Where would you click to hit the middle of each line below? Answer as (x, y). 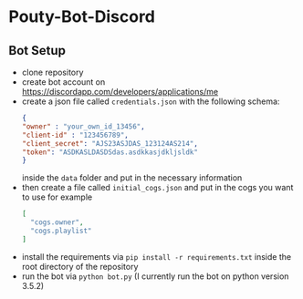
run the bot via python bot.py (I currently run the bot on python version (155, 276)
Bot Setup (37, 51)
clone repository (52, 72)
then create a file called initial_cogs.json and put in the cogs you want (157, 188)
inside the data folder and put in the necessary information (132, 178)
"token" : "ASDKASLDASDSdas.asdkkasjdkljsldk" (110, 152)
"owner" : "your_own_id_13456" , (83, 126)
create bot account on (63, 82)
